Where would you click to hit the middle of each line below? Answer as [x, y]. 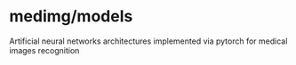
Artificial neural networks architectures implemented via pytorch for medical [148, 41]
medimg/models [71, 16]
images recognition [44, 50]
